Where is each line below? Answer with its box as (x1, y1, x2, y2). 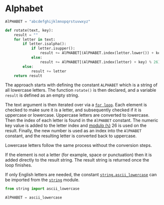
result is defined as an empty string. (5, 92, 80, 98)
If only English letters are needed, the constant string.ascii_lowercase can (5, 172, 157, 178)
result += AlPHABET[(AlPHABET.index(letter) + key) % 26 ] (40, 60, 161, 64)
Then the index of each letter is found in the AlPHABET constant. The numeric (5, 118, 159, 123)
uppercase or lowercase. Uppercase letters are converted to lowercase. (5, 112, 150, 118)
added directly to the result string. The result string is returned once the (5, 157, 149, 163)
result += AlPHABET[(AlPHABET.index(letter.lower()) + (40, 51, 154, 56)
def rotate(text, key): (5, 28, 54, 33)
